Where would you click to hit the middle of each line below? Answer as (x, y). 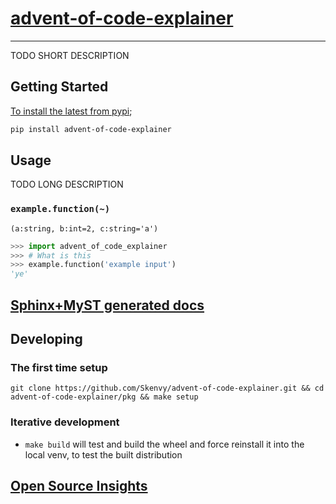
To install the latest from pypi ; (71, 111)
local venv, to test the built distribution (103, 454)
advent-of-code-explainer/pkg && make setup (104, 397)
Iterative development (65, 422)
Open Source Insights (79, 486)
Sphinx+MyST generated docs (107, 305)
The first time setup (59, 367)
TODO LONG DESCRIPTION (67, 184)
